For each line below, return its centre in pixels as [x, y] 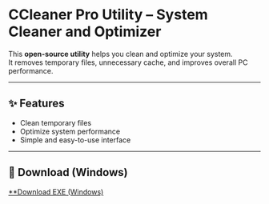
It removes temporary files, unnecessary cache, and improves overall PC [128, 62]
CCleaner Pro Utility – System [108, 15]
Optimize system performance [70, 131]
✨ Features [36, 104]
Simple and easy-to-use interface [75, 140]
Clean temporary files [56, 122]
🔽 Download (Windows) [68, 172]
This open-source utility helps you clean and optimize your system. [121, 54]
